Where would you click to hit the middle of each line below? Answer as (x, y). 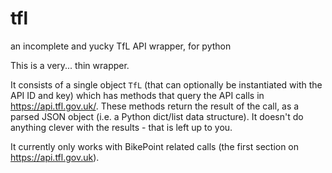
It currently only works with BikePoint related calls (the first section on (155, 146)
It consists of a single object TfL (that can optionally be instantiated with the (166, 84)
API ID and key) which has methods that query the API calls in (137, 95)
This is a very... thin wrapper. (70, 65)
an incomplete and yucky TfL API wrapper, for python (121, 46)
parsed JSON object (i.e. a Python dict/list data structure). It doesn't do (157, 116)
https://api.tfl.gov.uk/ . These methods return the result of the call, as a (155, 106)
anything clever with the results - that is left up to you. (121, 127)
